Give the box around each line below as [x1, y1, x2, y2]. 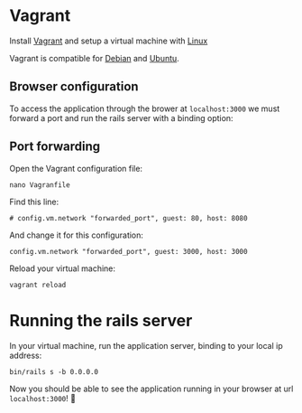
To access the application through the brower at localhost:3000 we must [9, 103, 280, 114]
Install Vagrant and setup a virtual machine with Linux [9, 35, 208, 46]
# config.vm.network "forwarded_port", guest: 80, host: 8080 [9, 213, 248, 222]
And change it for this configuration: [9, 230, 144, 240]
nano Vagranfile [9, 180, 70, 190]
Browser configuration [9, 79, 139, 95]
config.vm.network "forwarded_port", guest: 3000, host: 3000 [9, 247, 248, 256]
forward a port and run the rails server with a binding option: [9, 112, 233, 123]
